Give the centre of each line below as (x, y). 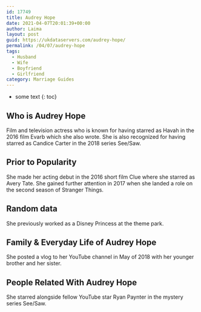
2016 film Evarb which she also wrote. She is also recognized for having (96, 136)
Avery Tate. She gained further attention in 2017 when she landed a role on (99, 183)
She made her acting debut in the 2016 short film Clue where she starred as (101, 177)
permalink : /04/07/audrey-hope (46, 46)
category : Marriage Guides (40, 79)
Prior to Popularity (41, 162)
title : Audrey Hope (31, 18)
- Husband (24, 57)
